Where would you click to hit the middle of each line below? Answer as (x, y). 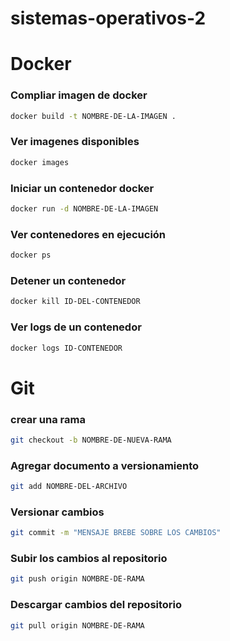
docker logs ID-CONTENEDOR (66, 348)
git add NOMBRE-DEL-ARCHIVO (69, 487)
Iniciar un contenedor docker (82, 188)
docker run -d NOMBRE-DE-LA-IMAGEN (84, 209)
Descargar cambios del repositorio (96, 605)
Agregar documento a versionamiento (105, 465)
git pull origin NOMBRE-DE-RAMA (77, 625)
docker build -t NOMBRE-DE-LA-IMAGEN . (93, 116)
